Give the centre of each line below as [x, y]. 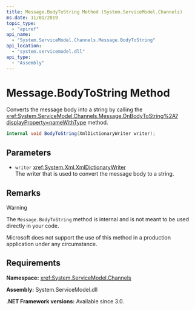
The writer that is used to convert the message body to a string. [94, 174]
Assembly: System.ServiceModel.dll [52, 289]
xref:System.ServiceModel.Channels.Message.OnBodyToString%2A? [92, 116]
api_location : [24, 46]
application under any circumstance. [52, 244]
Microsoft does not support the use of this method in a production [89, 237]
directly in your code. [33, 226]
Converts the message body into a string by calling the [74, 109]
